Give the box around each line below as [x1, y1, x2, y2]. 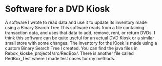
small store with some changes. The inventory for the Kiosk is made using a [5, 40, 157, 46]
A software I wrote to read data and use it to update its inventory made [5, 19, 147, 25]
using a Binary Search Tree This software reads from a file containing [5, 24, 145, 30]
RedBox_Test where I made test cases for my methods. [5, 55, 116, 61]
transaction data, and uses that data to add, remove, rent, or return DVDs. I [5, 30, 155, 35]
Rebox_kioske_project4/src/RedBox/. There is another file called [5, 50, 134, 56]
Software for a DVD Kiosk [5, 3, 110, 15]
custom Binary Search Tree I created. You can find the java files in [5, 45, 138, 51]
